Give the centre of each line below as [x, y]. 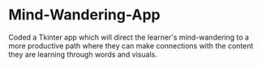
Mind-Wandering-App [84, 15]
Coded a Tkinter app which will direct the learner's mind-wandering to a [129, 37]
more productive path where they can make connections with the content [131, 45]
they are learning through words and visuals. [83, 54]
